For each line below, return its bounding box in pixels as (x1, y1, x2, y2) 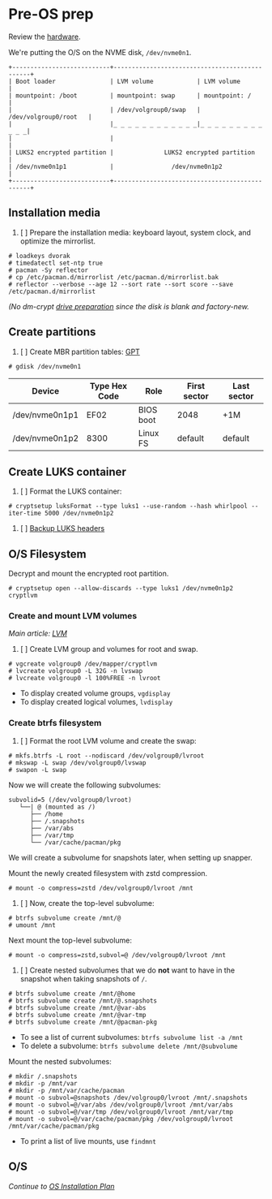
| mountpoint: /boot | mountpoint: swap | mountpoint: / (8, 91, 252, 100)
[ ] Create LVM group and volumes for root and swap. (19, 645, 198, 654)
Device (32, 385, 60, 396)
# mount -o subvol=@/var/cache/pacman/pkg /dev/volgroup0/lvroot (8, 1115, 233, 1123)
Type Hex (89, 380, 128, 391)
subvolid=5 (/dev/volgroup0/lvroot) (8, 796, 132, 804)
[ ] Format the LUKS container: (19, 486, 122, 496)
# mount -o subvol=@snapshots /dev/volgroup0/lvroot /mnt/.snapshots (8, 1093, 249, 1102)
